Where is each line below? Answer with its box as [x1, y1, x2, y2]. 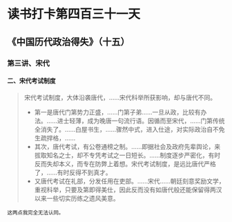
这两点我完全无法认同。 [7, 209, 64, 216]
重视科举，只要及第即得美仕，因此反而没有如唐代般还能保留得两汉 [34, 185, 222, 194]
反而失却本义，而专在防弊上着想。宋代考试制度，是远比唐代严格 [34, 159, 216, 168]
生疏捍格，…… [34, 134, 76, 142]
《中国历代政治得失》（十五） [7, 36, 130, 48]
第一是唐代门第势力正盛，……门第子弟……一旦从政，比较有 [34, 108, 201, 116]
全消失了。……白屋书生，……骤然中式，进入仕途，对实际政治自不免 [34, 125, 225, 133]
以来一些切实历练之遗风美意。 [34, 194, 119, 202]
